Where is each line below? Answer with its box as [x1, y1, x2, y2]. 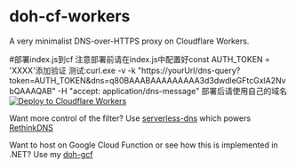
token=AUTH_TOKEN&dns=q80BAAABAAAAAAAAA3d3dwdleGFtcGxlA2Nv [9, 75, 286, 85]
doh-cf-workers [9, 6, 131, 27]
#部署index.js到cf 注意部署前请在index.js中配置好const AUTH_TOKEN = [9, 53, 271, 64]
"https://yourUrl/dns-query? [137, 65, 241, 76]
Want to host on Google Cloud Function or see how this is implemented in [9, 140, 278, 150]
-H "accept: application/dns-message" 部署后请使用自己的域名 [57, 85, 287, 96]
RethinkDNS [9, 122, 53, 132]
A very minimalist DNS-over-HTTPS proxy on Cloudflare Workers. [9, 36, 250, 46]
